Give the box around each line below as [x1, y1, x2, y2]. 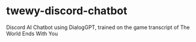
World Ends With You [6, 30, 58, 37]
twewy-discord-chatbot [6, 4, 127, 18]
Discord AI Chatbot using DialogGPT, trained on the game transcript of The [6, 24, 190, 31]
